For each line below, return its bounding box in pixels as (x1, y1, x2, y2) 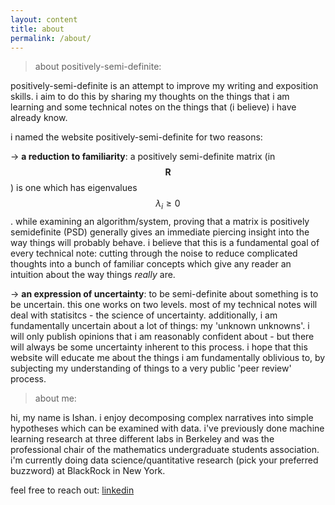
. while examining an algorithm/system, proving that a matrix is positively (10, 216, 310, 228)
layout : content (10, 14, 78, 25)
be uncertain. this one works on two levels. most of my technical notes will (10, 299, 318, 311)
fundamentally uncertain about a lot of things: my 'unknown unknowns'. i (10, 320, 310, 332)
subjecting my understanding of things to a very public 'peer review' (10, 362, 292, 375)
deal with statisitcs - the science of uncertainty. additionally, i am (10, 309, 278, 321)
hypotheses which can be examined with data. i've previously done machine (10, 422, 325, 435)
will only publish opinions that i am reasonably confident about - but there (10, 331, 315, 343)
